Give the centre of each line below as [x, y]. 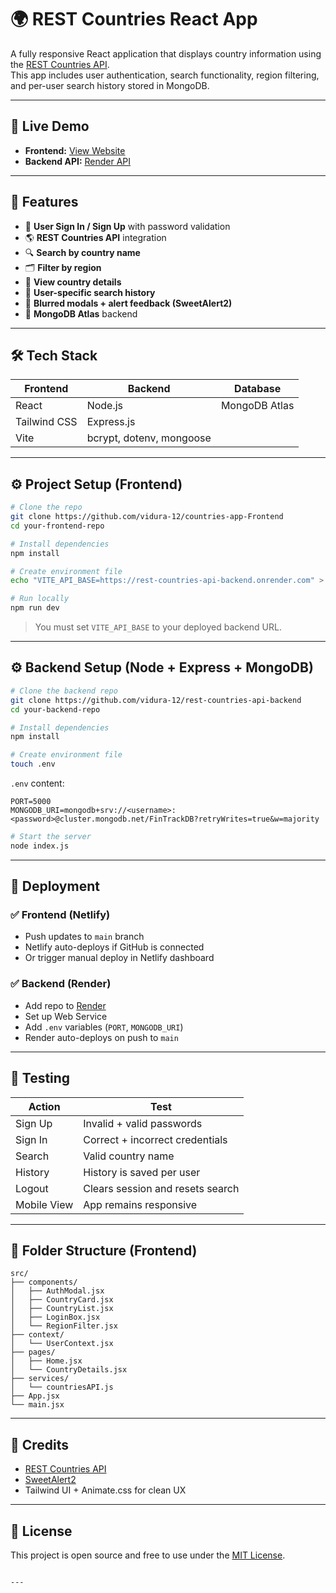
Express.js [111, 422]
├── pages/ [33, 1352]
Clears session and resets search [161, 1188]
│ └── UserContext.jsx [62, 1344]
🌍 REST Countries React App [134, 19]
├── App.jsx [35, 1396]
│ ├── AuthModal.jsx [57, 1291]
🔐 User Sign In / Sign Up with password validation [127, 226]
